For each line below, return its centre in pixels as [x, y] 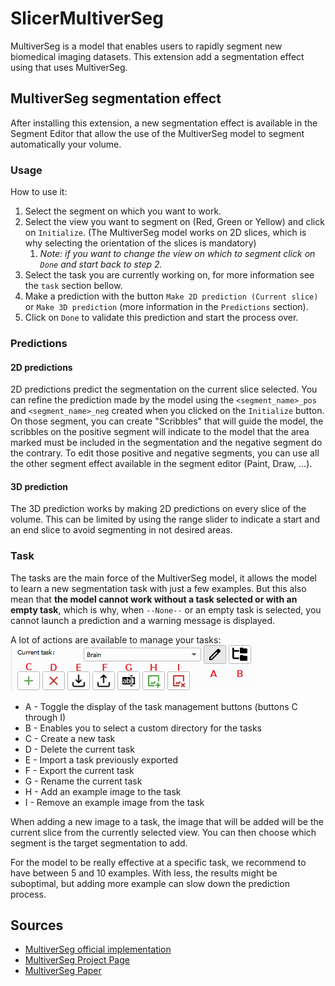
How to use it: [39, 192]
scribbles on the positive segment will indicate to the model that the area [160, 432]
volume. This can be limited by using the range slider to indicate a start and [165, 519]
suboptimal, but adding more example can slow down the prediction [150, 883]
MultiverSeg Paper [63, 971]
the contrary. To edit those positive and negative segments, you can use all [165, 453]
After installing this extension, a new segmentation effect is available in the [164, 123]
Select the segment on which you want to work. [123, 211]
